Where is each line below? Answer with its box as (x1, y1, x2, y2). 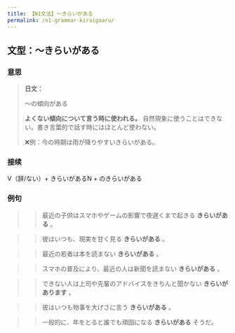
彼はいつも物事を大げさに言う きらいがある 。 (41, 303, 175, 311)
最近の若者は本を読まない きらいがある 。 (41, 250, 163, 258)
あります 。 (41, 288, 75, 297)
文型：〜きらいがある (7, 44, 100, 56)
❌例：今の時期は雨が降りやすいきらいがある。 (24, 138, 159, 147)
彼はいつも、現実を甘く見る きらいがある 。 (41, 234, 169, 243)
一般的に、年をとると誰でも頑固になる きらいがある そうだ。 (41, 318, 217, 326)
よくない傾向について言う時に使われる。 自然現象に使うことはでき (24, 114, 217, 123)
